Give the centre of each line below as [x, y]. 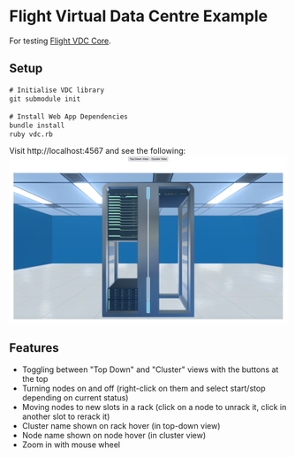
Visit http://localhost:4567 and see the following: [98, 150]
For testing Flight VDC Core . [61, 41]
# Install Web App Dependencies [68, 117]
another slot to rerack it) [66, 416]
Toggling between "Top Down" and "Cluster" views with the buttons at [150, 369]
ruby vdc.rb [31, 134]
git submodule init [45, 99]
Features [34, 348]
